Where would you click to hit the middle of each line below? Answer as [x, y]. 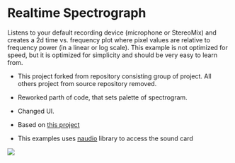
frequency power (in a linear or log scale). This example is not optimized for [118, 47]
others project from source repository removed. [87, 83]
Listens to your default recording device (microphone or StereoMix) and [112, 32]
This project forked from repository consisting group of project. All [114, 76]
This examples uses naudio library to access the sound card [105, 138]
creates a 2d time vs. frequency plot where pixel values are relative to [109, 40]
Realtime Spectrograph [77, 13]
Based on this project [48, 124]
